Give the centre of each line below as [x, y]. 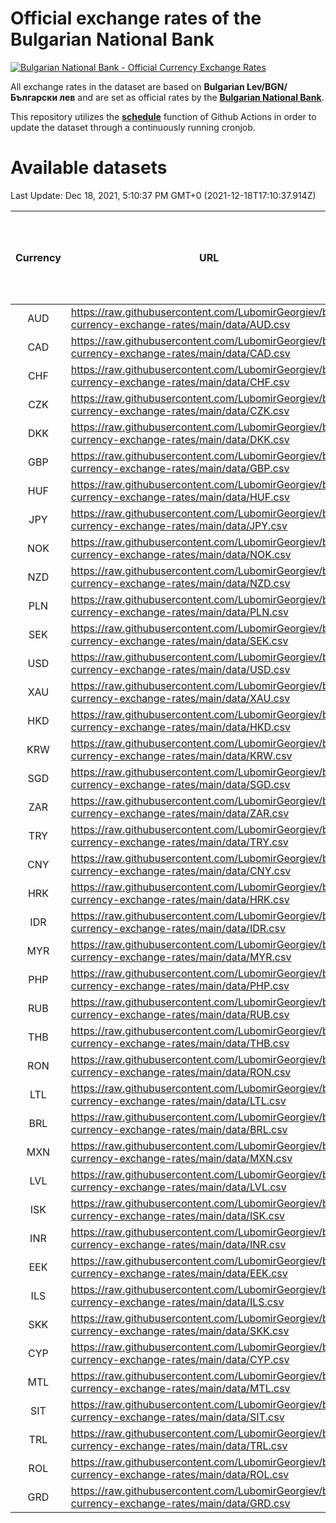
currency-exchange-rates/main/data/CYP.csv [180, 1359]
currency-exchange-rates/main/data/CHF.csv [180, 382]
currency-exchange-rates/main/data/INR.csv [178, 1244]
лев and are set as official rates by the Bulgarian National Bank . [192, 97]
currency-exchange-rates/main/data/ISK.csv [178, 1215]
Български [34, 97]
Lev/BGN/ [267, 86]
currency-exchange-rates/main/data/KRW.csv [181, 755]
